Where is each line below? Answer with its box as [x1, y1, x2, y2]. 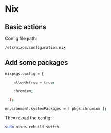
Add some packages [5, 58, 68, 66]
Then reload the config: [5, 115, 52, 121]
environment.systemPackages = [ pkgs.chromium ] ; [5, 106, 107, 111]
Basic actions [5, 23, 47, 31]
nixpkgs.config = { [5, 71, 44, 76]
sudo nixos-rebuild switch [5, 125, 59, 130]
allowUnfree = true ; [14, 80, 55, 85]
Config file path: [5, 35, 37, 41]
